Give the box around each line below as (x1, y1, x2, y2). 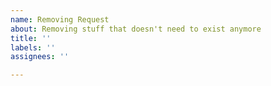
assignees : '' (10, 52, 70, 62)
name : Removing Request (10, 14, 110, 25)
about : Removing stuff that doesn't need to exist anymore (10, 24, 262, 34)
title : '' (10, 33, 52, 43)
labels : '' (10, 42, 56, 53)
